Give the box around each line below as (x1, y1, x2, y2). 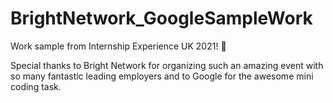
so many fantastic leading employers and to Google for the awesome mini (10, 70, 314, 82)
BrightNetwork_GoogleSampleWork (10, 7, 313, 30)
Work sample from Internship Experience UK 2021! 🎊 (10, 40, 227, 52)
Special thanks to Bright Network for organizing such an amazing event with (10, 59, 324, 71)
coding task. (10, 80, 62, 92)
